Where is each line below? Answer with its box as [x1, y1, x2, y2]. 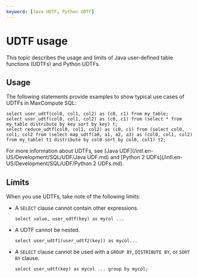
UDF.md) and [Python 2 [87, 154, 145, 161]
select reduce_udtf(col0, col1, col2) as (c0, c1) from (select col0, [6, 127, 185, 132]
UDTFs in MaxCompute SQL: [6, 99, 77, 107]
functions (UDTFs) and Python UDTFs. [6, 60, 100, 67]
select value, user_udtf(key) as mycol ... [14, 216, 125, 222]
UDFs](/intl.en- [146, 154, 183, 161]
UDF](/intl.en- [119, 147, 153, 154]
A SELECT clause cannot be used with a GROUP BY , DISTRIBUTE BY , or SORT [14, 248, 190, 255]
